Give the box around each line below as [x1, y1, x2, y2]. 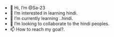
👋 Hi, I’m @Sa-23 [9, 5, 45, 10]
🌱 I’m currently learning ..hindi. [9, 15, 73, 21]
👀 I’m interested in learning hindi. [9, 10, 78, 16]
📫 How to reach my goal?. [9, 26, 65, 32]
